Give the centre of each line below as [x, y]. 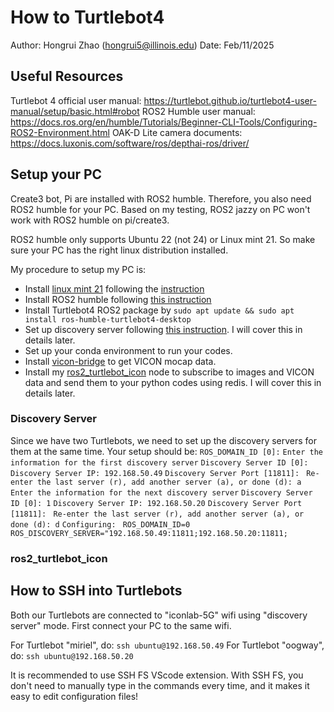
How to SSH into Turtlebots [96, 591]
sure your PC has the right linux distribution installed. [119, 250]
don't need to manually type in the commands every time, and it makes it [160, 685]
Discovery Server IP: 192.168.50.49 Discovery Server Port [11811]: [155, 473]
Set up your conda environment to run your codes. [128, 350]
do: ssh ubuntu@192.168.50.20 [72, 655]
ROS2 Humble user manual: [198, 111]
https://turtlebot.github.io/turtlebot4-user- [230, 100]
